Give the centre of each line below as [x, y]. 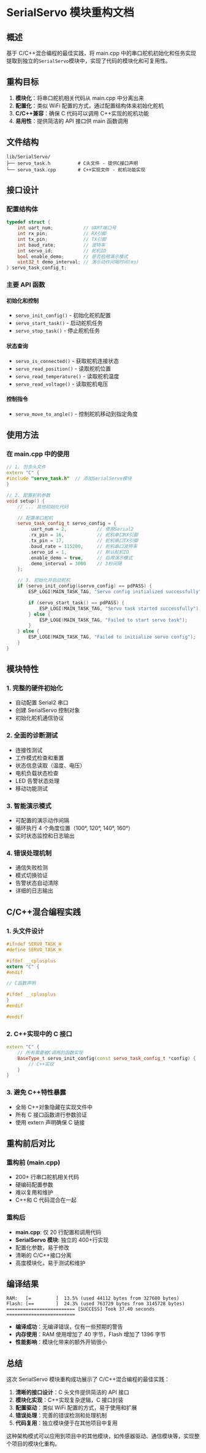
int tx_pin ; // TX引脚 [62, 239]
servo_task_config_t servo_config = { [67, 524]
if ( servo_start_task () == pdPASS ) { [76, 602]
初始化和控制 [22, 300]
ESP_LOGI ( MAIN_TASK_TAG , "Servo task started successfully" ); [120, 609]
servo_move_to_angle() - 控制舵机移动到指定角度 [76, 414]
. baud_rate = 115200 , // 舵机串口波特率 [83, 546]
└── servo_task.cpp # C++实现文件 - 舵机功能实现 [76, 169]
